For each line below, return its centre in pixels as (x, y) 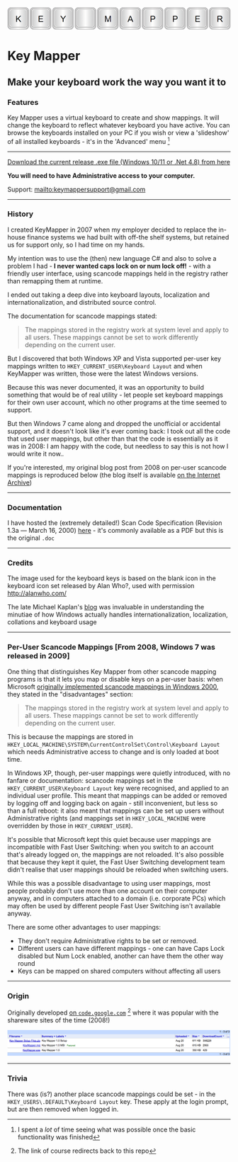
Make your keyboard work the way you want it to (117, 82)
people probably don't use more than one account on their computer (107, 891)
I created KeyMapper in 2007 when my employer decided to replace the (112, 230)
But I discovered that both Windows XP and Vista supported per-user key (114, 359)
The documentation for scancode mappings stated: (82, 316)
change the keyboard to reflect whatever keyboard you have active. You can (119, 125)
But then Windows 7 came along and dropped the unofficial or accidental (114, 423)
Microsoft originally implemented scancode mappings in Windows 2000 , (113, 687)
